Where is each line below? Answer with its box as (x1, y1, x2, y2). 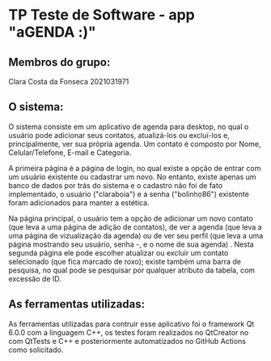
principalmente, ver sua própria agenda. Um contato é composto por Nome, (8, 139, 261, 148)
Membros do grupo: (8, 55, 111, 69)
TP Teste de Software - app (8, 6, 196, 24)
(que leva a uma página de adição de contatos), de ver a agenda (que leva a (8, 221, 262, 232)
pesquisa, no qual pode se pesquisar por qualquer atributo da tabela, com (8, 265, 256, 275)
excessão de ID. (8, 273, 62, 283)
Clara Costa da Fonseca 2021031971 (8, 77, 129, 86)
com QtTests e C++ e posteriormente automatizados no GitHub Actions (8, 336, 247, 346)
